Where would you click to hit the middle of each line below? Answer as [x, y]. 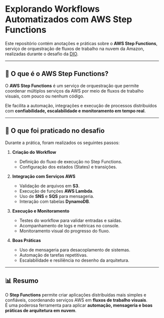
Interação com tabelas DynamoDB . [55, 201]
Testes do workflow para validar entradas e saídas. [71, 220]
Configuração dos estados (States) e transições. [68, 167]
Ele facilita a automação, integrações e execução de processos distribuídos [81, 105]
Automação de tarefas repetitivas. [53, 255]
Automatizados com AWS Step [69, 19]
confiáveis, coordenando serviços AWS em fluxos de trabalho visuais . [76, 300]
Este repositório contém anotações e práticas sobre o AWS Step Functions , [81, 43]
